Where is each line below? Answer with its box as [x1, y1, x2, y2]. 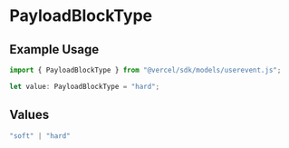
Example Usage [9, 42, 100, 57]
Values [9, 107, 50, 123]
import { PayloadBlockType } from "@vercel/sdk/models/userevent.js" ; [9, 65, 282, 74]
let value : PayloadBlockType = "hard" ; [9, 82, 160, 91]
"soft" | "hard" [9, 131, 71, 141]
